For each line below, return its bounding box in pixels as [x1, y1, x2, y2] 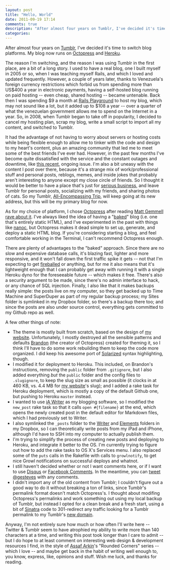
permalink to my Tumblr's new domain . [12, 511, 94, 517]
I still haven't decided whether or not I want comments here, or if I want [12, 463, 162, 469]
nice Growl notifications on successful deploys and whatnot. [12, 458, 139, 464]
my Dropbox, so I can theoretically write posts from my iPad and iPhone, [12, 425, 163, 432]
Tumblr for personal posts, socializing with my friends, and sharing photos [5, 188, 160, 194]
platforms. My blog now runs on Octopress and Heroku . [5, 50, 121, 56]
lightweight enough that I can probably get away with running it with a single [5, 266, 164, 272]
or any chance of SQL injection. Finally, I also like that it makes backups [5, 282, 154, 289]
